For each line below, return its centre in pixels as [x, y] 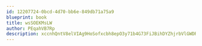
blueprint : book [26, 17]
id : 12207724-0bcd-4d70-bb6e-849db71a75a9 [60, 12]
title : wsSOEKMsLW [29, 23]
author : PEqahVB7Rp [31, 28]
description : [23, 34]
